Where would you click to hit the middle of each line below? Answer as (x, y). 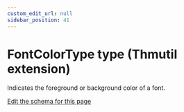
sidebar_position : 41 (39, 20)
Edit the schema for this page (49, 102)
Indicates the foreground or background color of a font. (86, 88)
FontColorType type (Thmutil (92, 54)
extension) (39, 69)
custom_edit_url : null (40, 13)
